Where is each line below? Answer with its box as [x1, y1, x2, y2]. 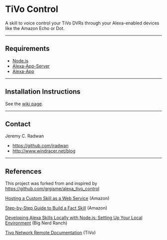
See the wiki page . [5, 101, 43, 107]
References [5, 167, 42, 176]
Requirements [5, 44, 50, 53]
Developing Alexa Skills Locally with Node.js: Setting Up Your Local [5, 215, 143, 221]
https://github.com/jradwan [12, 143, 69, 149]
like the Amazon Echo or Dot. [5, 25, 65, 31]
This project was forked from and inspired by [5, 181, 97, 187]
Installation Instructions [5, 87, 81, 96]
